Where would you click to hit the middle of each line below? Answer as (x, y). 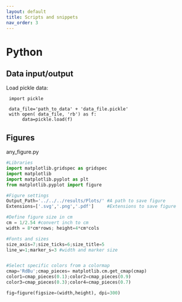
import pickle (26, 99)
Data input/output (40, 74)
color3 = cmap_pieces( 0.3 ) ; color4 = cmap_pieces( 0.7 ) (69, 282)
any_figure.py (23, 152)
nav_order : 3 (22, 23)
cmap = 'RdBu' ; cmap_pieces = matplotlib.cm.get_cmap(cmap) (76, 271)
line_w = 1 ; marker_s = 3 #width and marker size (62, 250)
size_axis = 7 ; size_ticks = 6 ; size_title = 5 (55, 244)
